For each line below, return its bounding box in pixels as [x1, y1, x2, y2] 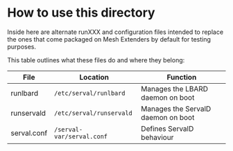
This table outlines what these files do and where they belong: [7, 55, 185, 64]
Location [79, 72, 110, 82]
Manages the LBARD [141, 84, 209, 94]
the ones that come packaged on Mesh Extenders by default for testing [7, 35, 212, 43]
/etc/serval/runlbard [54, 89, 126, 97]
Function [166, 72, 197, 82]
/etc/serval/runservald [54, 109, 133, 117]
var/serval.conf [54, 132, 107, 140]
